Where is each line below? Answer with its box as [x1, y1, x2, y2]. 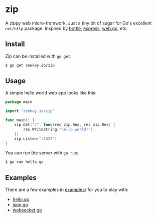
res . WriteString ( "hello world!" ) [23, 126, 93, 132]
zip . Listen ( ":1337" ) [14, 136, 57, 141]
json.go [12, 201, 29, 208]
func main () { [5, 117, 35, 123]
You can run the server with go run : [5, 150, 79, 156]
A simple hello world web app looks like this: [5, 90, 97, 96]
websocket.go [12, 207, 42, 213]
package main [5, 99, 33, 104]
